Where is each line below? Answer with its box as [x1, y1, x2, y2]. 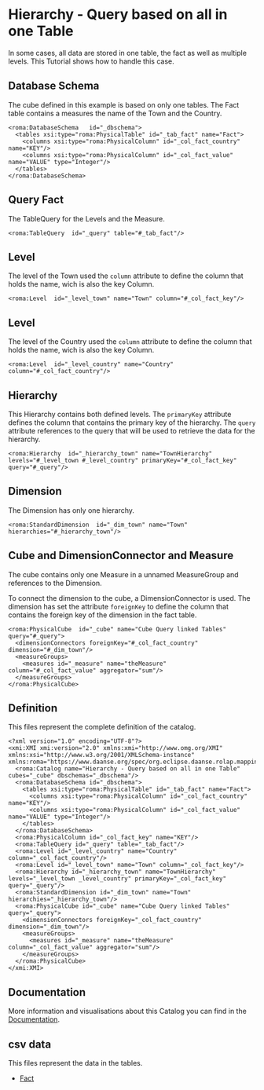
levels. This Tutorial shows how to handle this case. [8, 57, 174, 66]
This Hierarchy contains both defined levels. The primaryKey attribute [8, 410, 232, 419]
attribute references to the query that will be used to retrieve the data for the [8, 426, 255, 435]
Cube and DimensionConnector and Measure [8, 549, 234, 562]
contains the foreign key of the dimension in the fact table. [8, 610, 197, 620]
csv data [8, 1037, 52, 1051]
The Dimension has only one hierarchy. [8, 505, 135, 515]
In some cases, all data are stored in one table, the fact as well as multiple [8, 48, 247, 57]
